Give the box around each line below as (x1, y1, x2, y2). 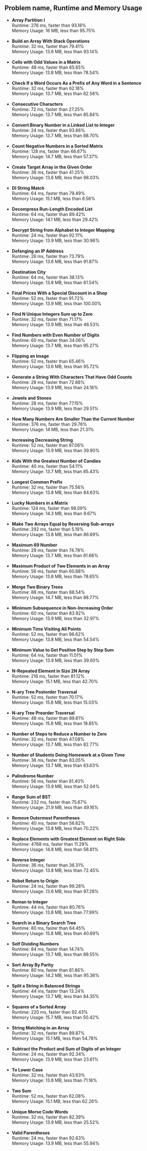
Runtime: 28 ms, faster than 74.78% (11, 547, 85, 553)
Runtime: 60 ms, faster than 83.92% (11, 610, 86, 616)
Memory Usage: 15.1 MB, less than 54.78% (11, 1035, 98, 1041)
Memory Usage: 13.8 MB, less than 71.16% (11, 1077, 97, 1083)
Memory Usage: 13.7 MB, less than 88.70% (11, 132, 99, 138)
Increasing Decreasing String (11, 437, 73, 443)
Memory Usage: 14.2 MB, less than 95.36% (11, 972, 100, 978)
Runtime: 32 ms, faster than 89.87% (11, 1030, 85, 1036)
